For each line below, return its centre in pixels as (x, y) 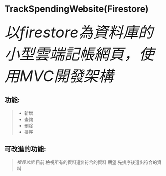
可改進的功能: (26, 149)
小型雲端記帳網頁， (72, 54)
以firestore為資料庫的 (79, 32)
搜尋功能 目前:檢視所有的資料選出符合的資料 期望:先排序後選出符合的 (87, 162)
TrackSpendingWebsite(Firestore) (77, 9)
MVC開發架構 (67, 76)
